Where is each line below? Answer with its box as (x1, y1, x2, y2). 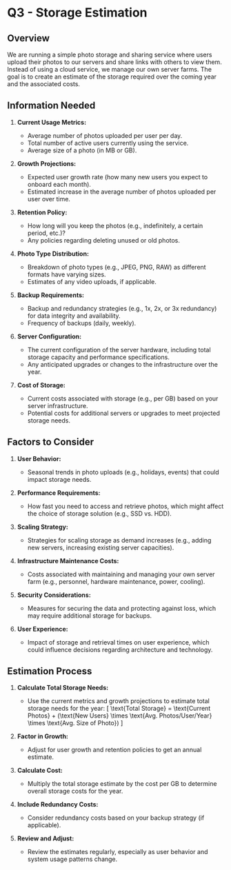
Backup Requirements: (17, 291, 85, 299)
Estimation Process (7, 665, 92, 677)
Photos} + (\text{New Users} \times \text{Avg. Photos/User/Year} (27, 711, 212, 720)
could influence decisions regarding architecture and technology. (27, 645, 213, 654)
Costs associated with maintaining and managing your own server (27, 570, 215, 578)
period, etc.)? (27, 229, 66, 237)
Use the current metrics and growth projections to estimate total (27, 697, 210, 705)
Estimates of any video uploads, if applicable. (27, 277, 157, 285)
